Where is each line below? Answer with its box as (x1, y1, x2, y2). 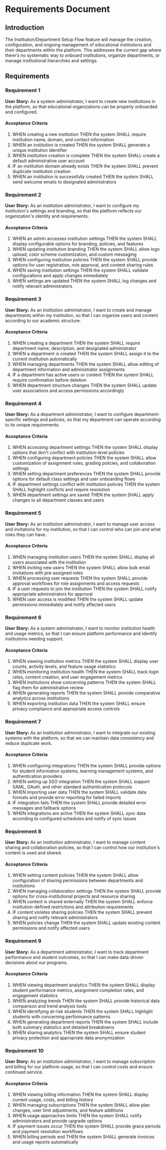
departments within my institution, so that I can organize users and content (5, 312, 158, 318)
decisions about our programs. (5, 959, 68, 965)
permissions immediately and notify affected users (12, 601, 116, 608)
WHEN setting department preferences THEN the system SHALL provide (12, 471, 161, 477)
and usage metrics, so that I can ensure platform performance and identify (5, 630, 158, 636)
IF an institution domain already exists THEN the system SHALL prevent (12, 163, 159, 169)
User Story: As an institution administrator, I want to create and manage (5, 307, 152, 313)
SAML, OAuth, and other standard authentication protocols (12, 784, 132, 790)
